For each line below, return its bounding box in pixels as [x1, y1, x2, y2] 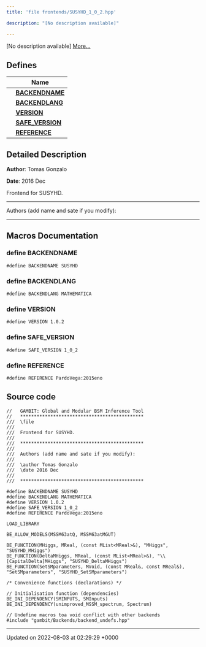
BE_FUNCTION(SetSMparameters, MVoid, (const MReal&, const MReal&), [6, 564, 185, 570]
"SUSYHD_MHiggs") [6, 547, 51, 554]
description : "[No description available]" [6, 20, 120, 26]
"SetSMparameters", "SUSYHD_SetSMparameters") [6, 569, 128, 575]
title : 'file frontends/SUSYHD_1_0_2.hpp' [6, 9, 116, 15]
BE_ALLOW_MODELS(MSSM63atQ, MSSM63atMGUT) [6, 531, 116, 537]
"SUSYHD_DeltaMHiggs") [69, 558, 128, 564]
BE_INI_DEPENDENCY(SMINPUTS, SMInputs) [6, 595, 109, 602]
